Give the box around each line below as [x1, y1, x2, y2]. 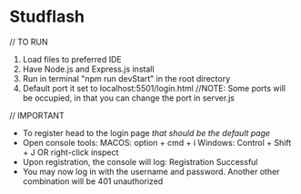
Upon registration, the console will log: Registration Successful [22, 156, 258, 167]
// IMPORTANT [9, 110, 65, 121]
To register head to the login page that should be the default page [22, 127, 271, 138]
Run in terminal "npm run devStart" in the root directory [22, 73, 231, 83]
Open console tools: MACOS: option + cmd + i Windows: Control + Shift [22, 137, 292, 148]
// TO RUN [9, 36, 48, 47]
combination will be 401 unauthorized [22, 175, 164, 187]
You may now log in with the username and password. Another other [22, 166, 280, 177]
